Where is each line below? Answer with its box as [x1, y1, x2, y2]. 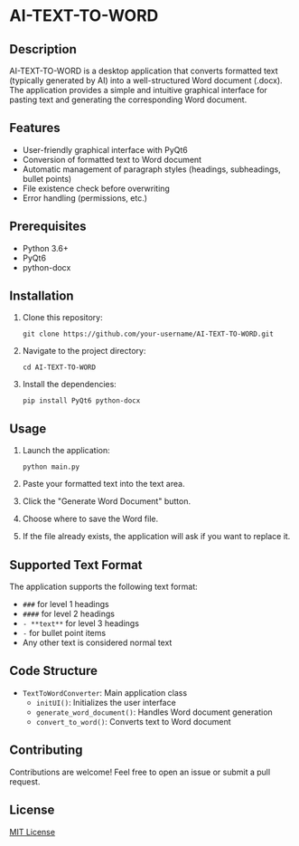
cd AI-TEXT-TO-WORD [22, 363, 97, 372]
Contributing [9, 743, 83, 758]
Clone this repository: [22, 312, 103, 323]
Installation [9, 289, 74, 304]
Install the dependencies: [22, 379, 117, 390]
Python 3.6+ [22, 242, 70, 253]
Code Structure [9, 663, 98, 679]
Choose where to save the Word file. [22, 513, 159, 525]
